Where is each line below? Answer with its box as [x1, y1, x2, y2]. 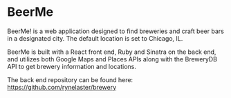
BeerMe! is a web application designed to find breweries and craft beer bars [7, 27, 225, 35]
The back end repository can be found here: [7, 75, 133, 84]
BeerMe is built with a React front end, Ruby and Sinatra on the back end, [7, 48, 216, 56]
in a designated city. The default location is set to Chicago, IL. [7, 34, 183, 42]
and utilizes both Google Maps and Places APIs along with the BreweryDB [7, 55, 218, 63]
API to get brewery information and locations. [7, 62, 137, 70]
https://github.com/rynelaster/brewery [7, 83, 117, 91]
